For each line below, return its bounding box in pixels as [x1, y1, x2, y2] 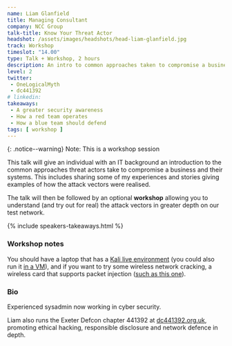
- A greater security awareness [10, 107, 104, 113]
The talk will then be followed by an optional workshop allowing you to [7, 194, 209, 202]
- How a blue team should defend [10, 119, 107, 127]
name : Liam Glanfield [7, 10, 70, 17]
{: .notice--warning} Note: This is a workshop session [7, 145, 160, 153]
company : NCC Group [7, 23, 64, 30]
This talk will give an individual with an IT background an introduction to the [7, 158, 222, 167]
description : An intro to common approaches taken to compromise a [7, 62, 206, 69]
